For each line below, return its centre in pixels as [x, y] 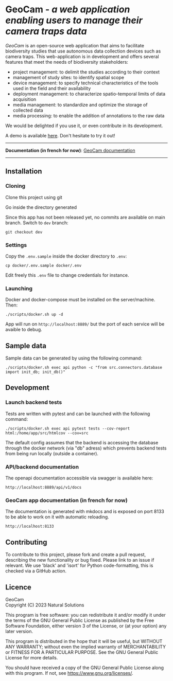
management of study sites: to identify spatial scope [68, 77]
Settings [16, 245]
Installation [24, 172]
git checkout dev [24, 232]
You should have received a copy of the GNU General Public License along [84, 668]
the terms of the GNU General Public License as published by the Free [80, 620]
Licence [19, 587]
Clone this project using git [34, 197]
